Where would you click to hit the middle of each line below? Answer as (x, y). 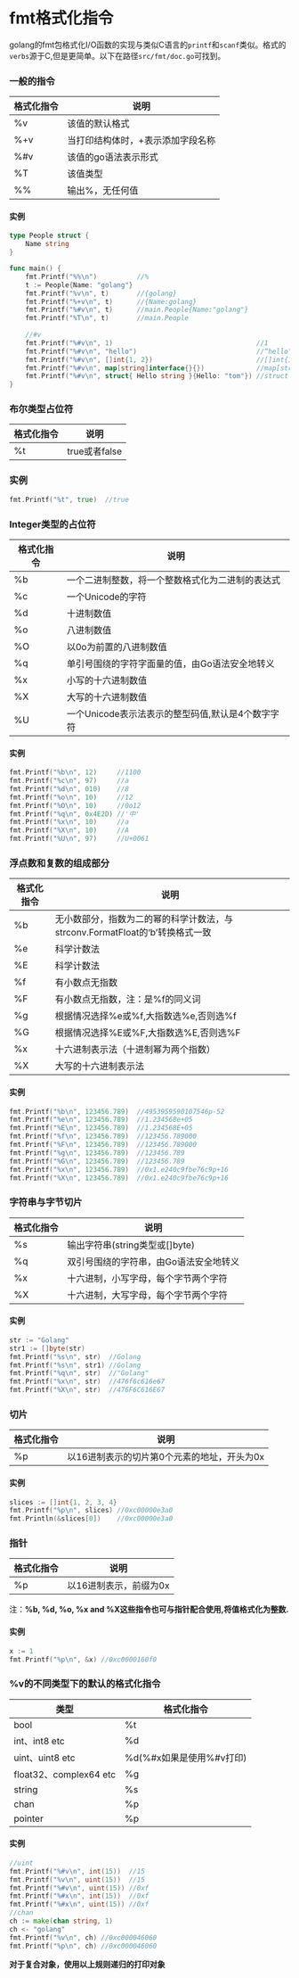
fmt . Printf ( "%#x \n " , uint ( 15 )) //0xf (79, 1905)
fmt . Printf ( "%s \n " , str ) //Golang (75, 1356)
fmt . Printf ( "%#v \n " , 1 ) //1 (147, 343)
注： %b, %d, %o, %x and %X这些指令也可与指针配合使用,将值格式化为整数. (149, 1610)
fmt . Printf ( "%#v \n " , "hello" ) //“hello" (159, 351)
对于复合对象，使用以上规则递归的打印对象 (87, 1964)
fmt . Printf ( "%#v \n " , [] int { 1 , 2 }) (89, 359)
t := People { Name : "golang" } (79, 285)
